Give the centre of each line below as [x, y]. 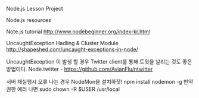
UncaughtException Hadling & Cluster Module [63, 43]
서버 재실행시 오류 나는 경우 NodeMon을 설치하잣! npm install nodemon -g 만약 [100, 82]
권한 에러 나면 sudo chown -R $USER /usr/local [63, 89]
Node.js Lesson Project [35, 9]
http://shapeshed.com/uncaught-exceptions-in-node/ [72, 49]
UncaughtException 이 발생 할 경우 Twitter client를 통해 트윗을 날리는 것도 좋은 [99, 61]
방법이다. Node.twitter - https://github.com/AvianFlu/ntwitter [80, 69]
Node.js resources [29, 20]
